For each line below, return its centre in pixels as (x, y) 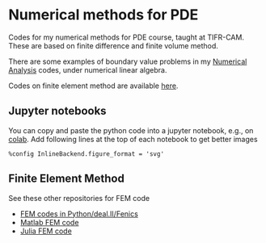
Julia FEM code (46, 231)
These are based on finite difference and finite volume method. (113, 45)
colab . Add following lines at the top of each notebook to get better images (133, 139)
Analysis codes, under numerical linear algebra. (88, 69)
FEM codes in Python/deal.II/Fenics (79, 214)
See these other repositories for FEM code (79, 198)
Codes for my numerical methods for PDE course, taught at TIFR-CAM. (127, 37)
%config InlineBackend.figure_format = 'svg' (86, 154)
